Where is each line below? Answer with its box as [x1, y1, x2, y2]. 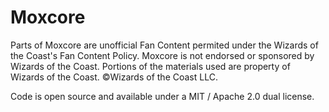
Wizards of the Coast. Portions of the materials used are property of [10, 60, 291, 72]
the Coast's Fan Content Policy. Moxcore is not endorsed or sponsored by [10, 49, 315, 61]
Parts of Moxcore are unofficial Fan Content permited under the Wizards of [10, 39, 319, 51]
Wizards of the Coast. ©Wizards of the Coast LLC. [10, 71, 218, 83]
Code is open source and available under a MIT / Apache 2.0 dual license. [10, 90, 315, 102]
